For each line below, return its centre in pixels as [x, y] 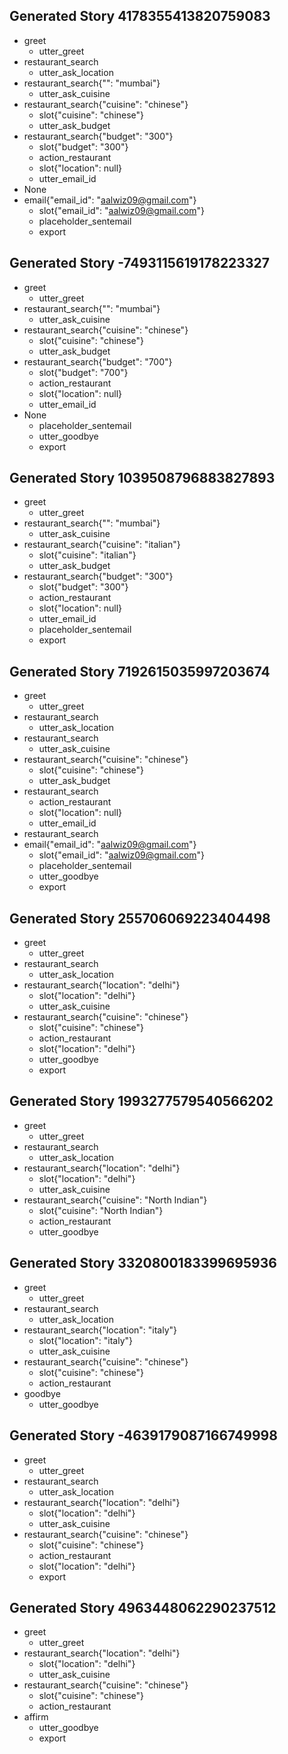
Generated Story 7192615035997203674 [140, 671]
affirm [36, 1717]
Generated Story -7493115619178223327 [139, 263]
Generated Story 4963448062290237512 [143, 1607]
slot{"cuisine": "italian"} [87, 555]
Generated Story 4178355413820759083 [140, 16]
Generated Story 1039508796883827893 [142, 478]
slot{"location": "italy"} [85, 1340]
